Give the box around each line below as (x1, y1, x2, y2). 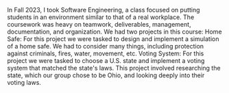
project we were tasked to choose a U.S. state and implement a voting (7, 57, 205, 64)
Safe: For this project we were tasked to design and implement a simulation (7, 35, 219, 43)
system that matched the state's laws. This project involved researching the (7, 64, 221, 72)
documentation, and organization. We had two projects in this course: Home (7, 27, 222, 36)
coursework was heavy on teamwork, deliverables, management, (7, 21, 191, 28)
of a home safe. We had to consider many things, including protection (7, 42, 204, 50)
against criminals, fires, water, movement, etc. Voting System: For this (7, 49, 204, 57)
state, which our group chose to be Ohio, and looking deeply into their (7, 71, 205, 79)
